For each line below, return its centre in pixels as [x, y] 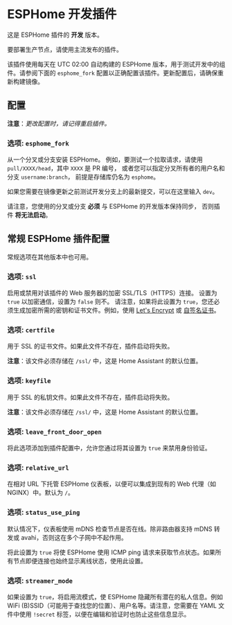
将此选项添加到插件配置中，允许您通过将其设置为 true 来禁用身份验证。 [109, 448]
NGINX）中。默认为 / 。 [41, 493]
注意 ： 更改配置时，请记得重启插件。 [59, 123]
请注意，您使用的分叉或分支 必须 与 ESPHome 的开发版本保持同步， [104, 206]
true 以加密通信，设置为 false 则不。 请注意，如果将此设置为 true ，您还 [110, 301]
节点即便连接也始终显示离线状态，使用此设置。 [80, 561]
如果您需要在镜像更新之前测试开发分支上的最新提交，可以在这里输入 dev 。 [113, 192]
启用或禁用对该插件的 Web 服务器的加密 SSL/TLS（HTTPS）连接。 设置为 [112, 293]
